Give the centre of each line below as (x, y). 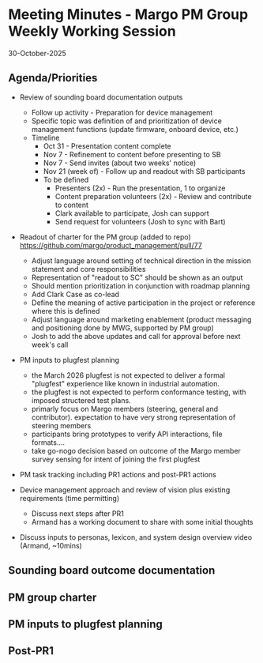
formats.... (48, 442)
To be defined (66, 179)
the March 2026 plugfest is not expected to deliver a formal (128, 375)
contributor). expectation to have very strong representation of (133, 417)
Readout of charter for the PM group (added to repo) (105, 237)
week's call (50, 345)
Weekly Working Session (92, 31)
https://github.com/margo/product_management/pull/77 (111, 245)
